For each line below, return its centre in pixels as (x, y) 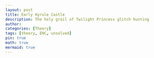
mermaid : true (20, 47)
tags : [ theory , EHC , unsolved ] (39, 33)
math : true (17, 43)
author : (14, 24)
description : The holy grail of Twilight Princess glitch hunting (77, 19)
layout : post (19, 10)
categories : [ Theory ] (28, 29)
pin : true (16, 38)
